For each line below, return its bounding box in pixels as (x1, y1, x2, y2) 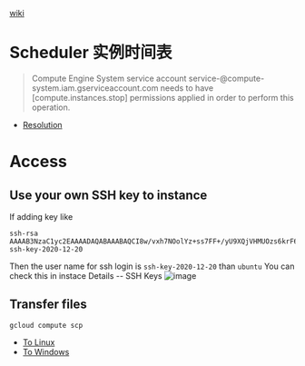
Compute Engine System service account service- (31, 73, 221, 84)
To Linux (22, 336, 55, 348)
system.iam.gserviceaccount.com (31, 82, 159, 94)
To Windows (22, 346, 70, 357)
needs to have (160, 82, 214, 94)
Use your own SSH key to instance (9, 187, 208, 203)
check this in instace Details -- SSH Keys (9, 270, 162, 281)
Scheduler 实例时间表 (9, 43, 172, 63)
